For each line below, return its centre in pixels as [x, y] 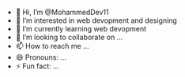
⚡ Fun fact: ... [37, 66]
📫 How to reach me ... [52, 46]
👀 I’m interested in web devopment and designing [96, 20]
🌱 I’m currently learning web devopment [81, 29]
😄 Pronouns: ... [41, 57]
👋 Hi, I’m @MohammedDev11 [62, 12]
